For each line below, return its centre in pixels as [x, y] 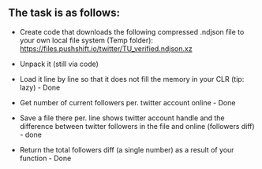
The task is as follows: [64, 13]
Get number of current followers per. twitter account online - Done [127, 102]
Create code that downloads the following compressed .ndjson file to [132, 31]
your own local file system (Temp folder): [86, 40]
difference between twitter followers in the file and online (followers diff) [137, 126]
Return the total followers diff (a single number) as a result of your [127, 149]
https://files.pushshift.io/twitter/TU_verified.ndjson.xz [106, 48]
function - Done [45, 158]
